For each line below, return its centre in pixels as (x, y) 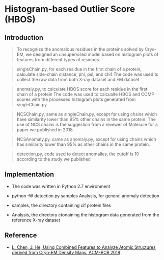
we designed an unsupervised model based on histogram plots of (92, 54)
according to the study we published (54, 159)
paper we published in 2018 (45, 130)
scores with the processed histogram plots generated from (76, 99)
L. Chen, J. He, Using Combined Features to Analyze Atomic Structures (83, 247)
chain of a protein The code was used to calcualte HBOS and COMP (85, 94)
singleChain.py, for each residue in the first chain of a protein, (79, 69)
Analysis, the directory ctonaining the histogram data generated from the (85, 214)
